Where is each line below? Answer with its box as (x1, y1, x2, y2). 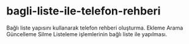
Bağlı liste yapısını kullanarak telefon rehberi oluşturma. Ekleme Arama (6, 24, 183, 31)
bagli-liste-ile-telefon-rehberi (6, 4, 161, 18)
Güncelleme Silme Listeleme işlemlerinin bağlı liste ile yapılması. (6, 30, 168, 37)
